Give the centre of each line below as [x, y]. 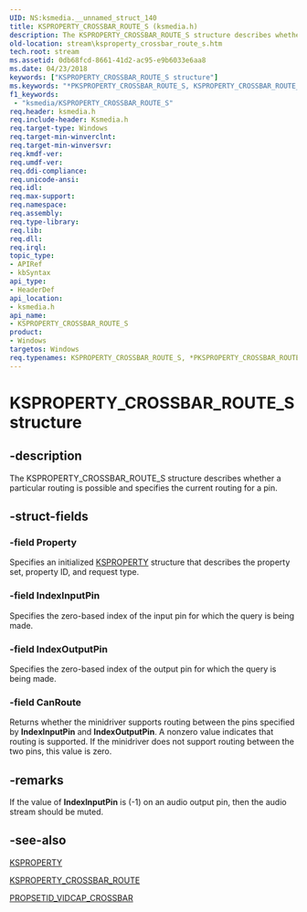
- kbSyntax [30, 273]
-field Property [43, 542]
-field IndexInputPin [55, 596]
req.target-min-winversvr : [61, 145]
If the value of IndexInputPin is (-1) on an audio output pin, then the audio [148, 802]
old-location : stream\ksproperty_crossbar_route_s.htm [116, 43]
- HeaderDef [32, 290]
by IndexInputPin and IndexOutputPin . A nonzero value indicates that [142, 732]
